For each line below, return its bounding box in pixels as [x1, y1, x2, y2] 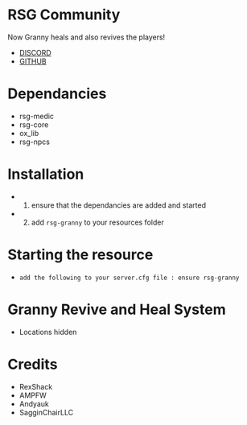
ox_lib [19, 128, 39, 138]
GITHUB [19, 56, 47, 66]
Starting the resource [7, 246, 154, 263]
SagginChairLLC [19, 407, 74, 417]
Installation [7, 165, 84, 184]
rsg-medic [19, 111, 54, 121]
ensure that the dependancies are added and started [31, 200, 207, 210]
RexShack [19, 382, 53, 391]
